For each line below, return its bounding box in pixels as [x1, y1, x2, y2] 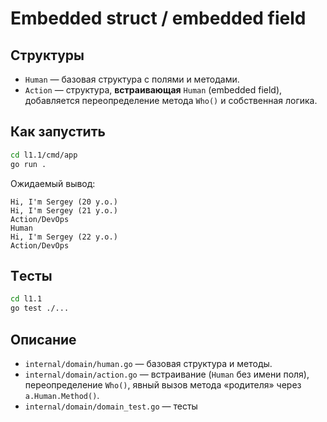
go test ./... [10, 303, 70, 314]
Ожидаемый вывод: [10, 177, 96, 189]
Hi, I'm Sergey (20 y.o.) [10, 197, 118, 207]
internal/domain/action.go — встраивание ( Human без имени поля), [24, 368, 310, 380]
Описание [10, 331, 77, 348]
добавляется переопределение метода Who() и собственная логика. [24, 95, 318, 106]
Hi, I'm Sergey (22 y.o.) [10, 232, 118, 242]
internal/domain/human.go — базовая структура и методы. [24, 357, 273, 369]
